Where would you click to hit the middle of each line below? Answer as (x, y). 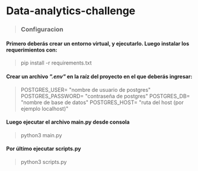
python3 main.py (41, 135)
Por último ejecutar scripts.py (44, 149)
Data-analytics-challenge (71, 11)
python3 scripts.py (44, 162)
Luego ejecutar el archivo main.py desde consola (68, 122)
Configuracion (42, 30)
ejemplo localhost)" (44, 108)
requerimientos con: (32, 50)
